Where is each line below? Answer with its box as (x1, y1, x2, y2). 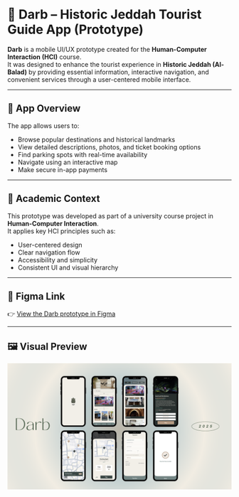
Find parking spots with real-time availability (17, 150, 148, 159)
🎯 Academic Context (7, 193, 100, 205)
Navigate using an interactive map (17, 158, 118, 166)
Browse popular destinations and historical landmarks (17, 135, 176, 144)
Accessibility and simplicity (17, 255, 98, 264)
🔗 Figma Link (7, 290, 65, 302)
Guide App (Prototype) (7, 21, 144, 38)
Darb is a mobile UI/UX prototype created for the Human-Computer (7, 45, 208, 53)
